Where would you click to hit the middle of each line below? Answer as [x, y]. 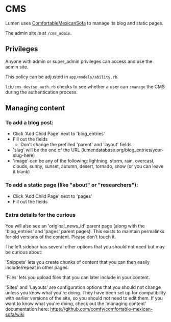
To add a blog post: [29, 123]
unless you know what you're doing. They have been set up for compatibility [86, 293]
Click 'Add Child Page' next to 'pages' [52, 196]
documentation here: [27, 309]
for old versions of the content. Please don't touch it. [61, 237]
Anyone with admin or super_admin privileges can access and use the [79, 61]
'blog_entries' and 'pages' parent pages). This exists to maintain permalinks [85, 232]
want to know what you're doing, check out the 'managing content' [76, 304]
